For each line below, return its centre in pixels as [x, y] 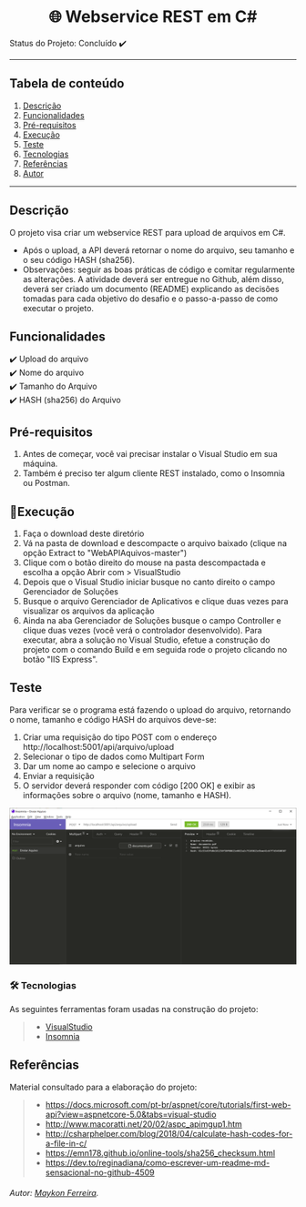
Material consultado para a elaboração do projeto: [103, 1087]
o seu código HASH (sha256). [78, 259]
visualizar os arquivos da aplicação [88, 611]
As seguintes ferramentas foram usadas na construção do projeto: [134, 1009]
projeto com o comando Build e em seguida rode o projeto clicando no [155, 649]
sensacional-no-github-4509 [100, 1172]
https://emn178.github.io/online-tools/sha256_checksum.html [160, 1152]
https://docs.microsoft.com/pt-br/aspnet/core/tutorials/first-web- [168, 1104]
